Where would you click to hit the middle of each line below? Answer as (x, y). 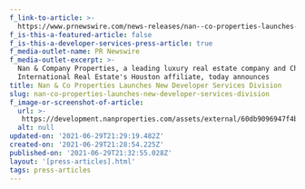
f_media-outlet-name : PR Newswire (75, 52)
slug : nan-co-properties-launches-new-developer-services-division (140, 94)
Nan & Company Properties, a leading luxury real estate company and (152, 69)
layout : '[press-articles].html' (73, 161)
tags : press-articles (50, 170)
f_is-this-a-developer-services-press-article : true (111, 43)
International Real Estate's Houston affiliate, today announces (144, 77)
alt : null (36, 128)
